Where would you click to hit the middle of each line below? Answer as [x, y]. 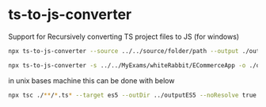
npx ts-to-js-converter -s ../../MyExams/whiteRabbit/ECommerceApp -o [127, 65]
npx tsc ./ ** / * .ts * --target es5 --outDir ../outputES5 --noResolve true [133, 95]
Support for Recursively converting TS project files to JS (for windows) [124, 36]
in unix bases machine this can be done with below [91, 80]
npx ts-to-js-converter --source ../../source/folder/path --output [123, 51]
